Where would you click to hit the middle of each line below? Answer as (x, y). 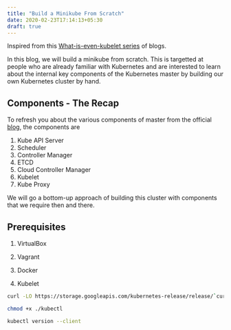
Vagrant (28, 257)
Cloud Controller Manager (54, 170)
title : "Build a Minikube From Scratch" (66, 13)
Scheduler (32, 148)
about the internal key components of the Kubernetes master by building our (115, 74)
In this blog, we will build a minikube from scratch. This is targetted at (106, 59)
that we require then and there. (51, 205)
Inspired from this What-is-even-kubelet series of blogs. (87, 46)
